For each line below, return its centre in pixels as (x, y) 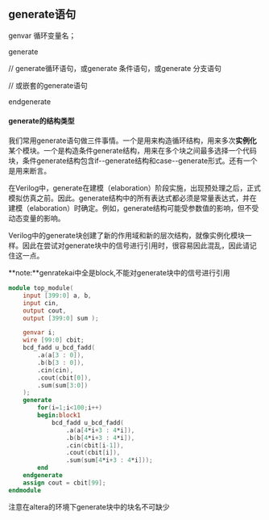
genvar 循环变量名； (42, 36)
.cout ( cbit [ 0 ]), (64, 378)
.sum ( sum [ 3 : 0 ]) (63, 385)
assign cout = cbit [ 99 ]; (64, 483)
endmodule (25, 490)
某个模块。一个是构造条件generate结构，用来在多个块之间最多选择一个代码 (132, 151)
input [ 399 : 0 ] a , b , (57, 296)
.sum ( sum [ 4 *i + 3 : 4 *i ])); (109, 460)
